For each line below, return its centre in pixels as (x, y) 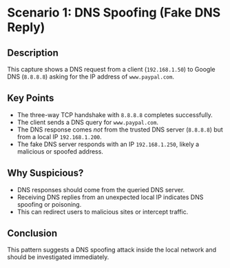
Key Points (31, 98)
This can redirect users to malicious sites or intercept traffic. (103, 212)
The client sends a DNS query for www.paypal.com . (87, 122)
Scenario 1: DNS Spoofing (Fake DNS (114, 13)
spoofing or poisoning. (49, 204)
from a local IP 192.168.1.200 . (59, 136)
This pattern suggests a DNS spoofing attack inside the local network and (112, 250)
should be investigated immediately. (58, 257)
